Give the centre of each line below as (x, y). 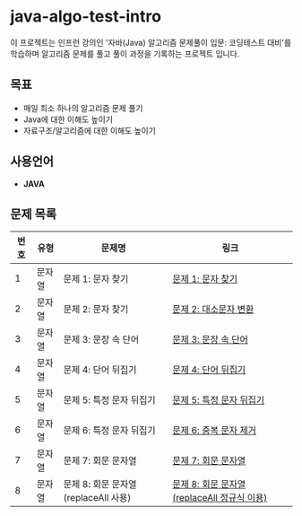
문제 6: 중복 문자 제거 (215, 431)
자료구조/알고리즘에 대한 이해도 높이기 (89, 130)
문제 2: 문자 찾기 (96, 310)
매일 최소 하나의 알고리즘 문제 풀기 (83, 108)
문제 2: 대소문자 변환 (213, 310)
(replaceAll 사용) (97, 498)
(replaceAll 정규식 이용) (220, 498)
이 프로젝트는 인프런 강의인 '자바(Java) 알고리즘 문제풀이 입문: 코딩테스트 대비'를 (151, 42)
